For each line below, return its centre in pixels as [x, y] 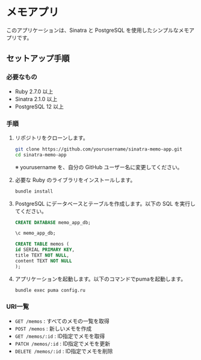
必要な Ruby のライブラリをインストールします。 [75, 180]
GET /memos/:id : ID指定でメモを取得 [60, 336]
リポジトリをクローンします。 [51, 138]
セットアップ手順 [38, 59]
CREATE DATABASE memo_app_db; [53, 222]
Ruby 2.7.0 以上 [34, 92]
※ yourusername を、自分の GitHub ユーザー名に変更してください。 [99, 167]
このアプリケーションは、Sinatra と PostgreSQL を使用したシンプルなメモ [98, 30]
